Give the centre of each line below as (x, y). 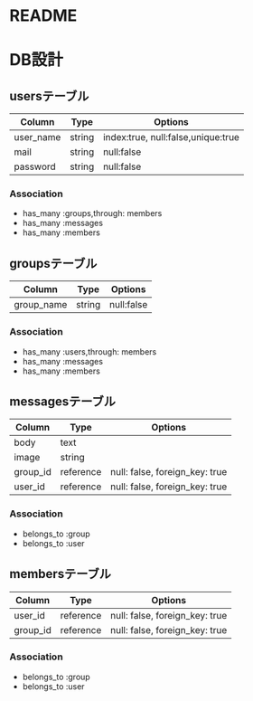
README (43, 16)
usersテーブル (49, 96)
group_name (41, 305)
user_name (37, 137)
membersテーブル (60, 574)
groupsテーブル (53, 263)
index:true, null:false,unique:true (171, 137)
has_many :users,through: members (89, 351)
